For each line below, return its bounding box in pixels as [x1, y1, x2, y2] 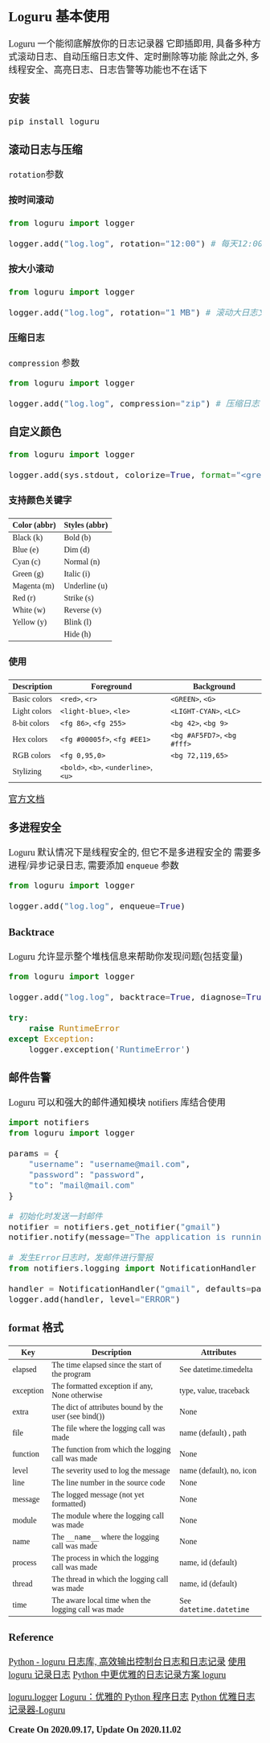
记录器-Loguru [8, 1704, 66, 1716]
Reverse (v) [63, 605, 102, 615]
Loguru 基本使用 [8, 8, 110, 25]
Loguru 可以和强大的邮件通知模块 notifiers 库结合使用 [8, 1097, 227, 1108]
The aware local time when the [51, 1595, 151, 1605]
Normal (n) [63, 557, 100, 567]
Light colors [12, 706, 52, 715]
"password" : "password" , [28, 1168, 145, 1180]
